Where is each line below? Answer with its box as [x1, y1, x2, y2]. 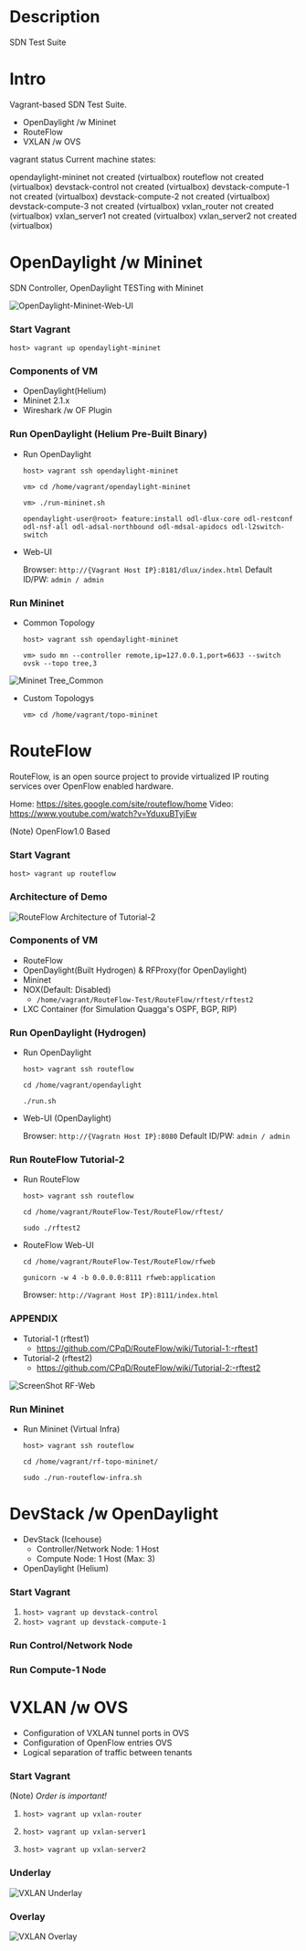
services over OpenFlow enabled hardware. [9, 780, 174, 792]
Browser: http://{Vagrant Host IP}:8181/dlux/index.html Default [22, 564, 273, 575]
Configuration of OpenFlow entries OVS [22, 1737, 173, 1748]
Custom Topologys [22, 693, 94, 703]
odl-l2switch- [231, 522, 285, 531]
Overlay [9, 1910, 46, 1923]
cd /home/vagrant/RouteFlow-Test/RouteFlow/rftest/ [22, 1208, 224, 1217]
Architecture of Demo [9, 890, 108, 903]
